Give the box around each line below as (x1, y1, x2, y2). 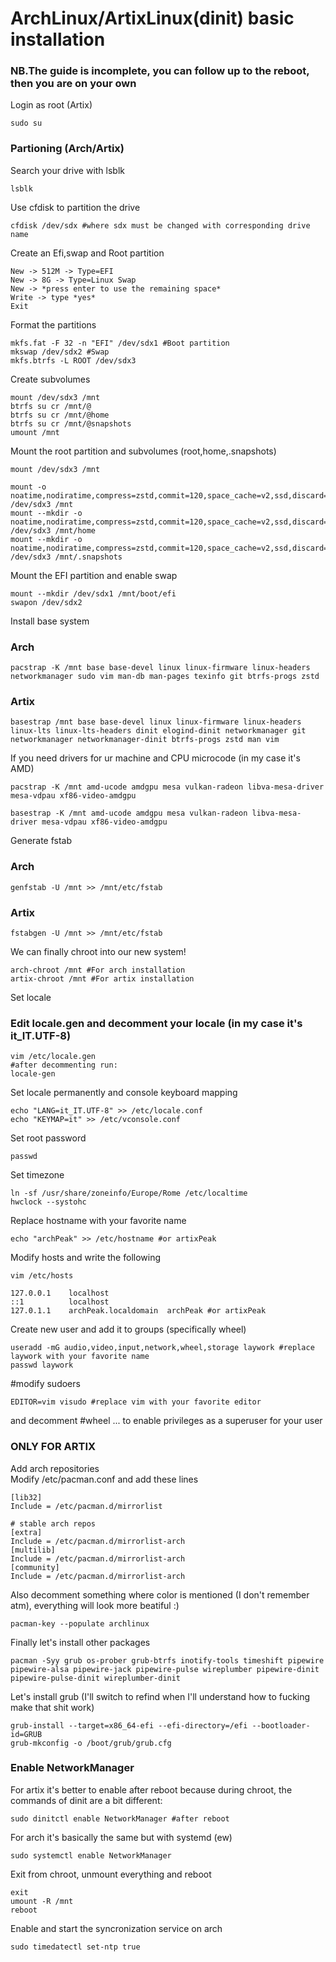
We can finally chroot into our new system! (10, 945, 187, 957)
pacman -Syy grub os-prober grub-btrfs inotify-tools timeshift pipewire (10, 1655, 325, 1666)
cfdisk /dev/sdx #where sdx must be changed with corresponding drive (10, 220, 311, 231)
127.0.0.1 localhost (10, 1288, 110, 1299)
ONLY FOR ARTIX (10, 1440, 97, 1454)
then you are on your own (10, 77, 137, 91)
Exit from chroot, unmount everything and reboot (10, 1868, 212, 1880)
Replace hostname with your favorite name (10, 1215, 187, 1227)
